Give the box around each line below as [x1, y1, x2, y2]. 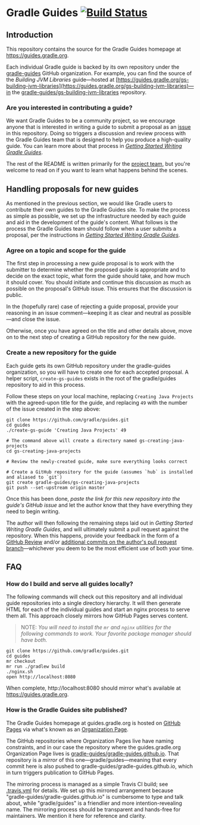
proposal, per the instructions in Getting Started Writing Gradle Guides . [6, 231, 180, 238]
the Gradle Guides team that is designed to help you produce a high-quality [6, 136, 191, 143]
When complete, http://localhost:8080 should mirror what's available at [6, 684, 181, 691]
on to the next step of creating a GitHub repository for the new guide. [6, 334, 176, 341]
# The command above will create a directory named [6, 438, 137, 443]
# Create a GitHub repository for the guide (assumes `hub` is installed [6, 469, 193, 475]
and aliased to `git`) [6, 474, 62, 480]
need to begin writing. [6, 507, 60, 515]
